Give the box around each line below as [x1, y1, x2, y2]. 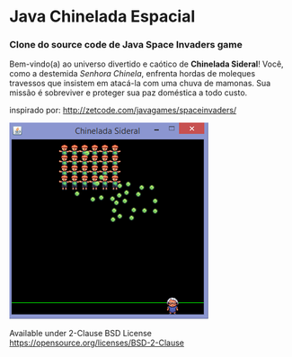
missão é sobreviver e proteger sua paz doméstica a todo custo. [9, 87, 248, 98]
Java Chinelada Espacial [9, 6, 196, 27]
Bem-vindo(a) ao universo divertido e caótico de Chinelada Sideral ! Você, [9, 58, 285, 69]
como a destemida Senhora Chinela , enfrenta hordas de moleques [9, 68, 256, 79]
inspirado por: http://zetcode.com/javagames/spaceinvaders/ [9, 105, 237, 116]
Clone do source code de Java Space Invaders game [9, 39, 243, 51]
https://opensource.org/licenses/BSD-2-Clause [9, 337, 184, 348]
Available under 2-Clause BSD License [9, 328, 153, 339]
